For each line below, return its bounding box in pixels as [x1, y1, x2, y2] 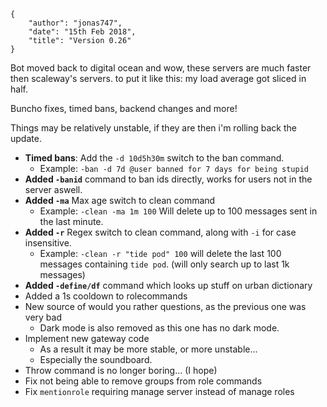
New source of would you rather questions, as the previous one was [24, 301, 307, 312]
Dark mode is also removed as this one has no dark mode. [39, 322, 280, 334]
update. [10, 133, 42, 144]
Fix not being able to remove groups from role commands [24, 375, 263, 387]
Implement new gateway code [24, 333, 150, 344]
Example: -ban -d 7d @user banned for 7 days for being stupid [39, 163, 309, 174]
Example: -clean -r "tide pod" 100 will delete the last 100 [39, 248, 282, 259]
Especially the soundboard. [39, 354, 153, 365]
